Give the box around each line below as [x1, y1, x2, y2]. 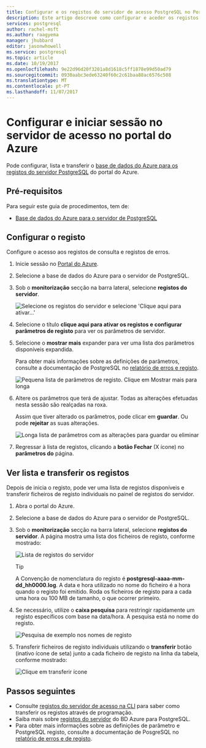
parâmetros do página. [15, 450, 74, 458]
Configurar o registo [6, 232, 86, 243]
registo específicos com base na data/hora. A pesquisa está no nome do [15, 613, 199, 620]
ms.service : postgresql [6, 49, 67, 55]
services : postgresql [6, 20, 62, 26]
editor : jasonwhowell [6, 44, 62, 50]
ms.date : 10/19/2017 [6, 60, 59, 66]
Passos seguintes [6, 686, 75, 696]
